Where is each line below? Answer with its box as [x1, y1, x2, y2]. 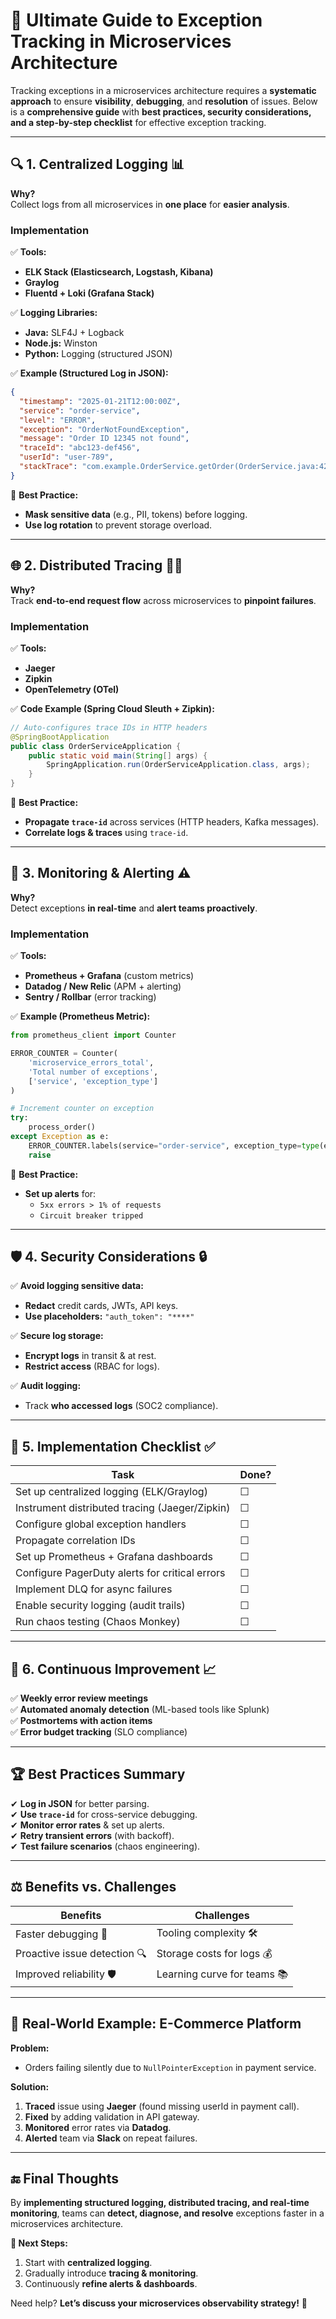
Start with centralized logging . [24, 2257, 153, 2269]
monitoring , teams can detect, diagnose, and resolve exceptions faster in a [10, 2207, 325, 2219]
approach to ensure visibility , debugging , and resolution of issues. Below [10, 95, 318, 107]
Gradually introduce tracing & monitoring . [24, 2267, 199, 2279]
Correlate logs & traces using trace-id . [24, 827, 189, 839]
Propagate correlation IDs [15, 1534, 136, 1548]
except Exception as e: [10, 1132, 110, 1142]
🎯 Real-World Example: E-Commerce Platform [10, 2015, 302, 2033]
